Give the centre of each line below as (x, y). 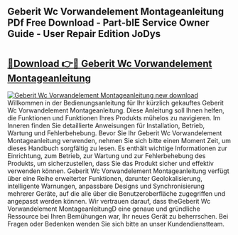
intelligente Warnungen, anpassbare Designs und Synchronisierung (106, 186)
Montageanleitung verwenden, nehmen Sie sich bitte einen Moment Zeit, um (119, 141)
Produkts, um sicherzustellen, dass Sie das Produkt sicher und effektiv (111, 163)
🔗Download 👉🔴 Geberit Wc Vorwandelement (110, 63)
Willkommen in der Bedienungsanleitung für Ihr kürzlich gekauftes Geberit (115, 103)
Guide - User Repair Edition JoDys (84, 34)
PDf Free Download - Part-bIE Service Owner (108, 23)
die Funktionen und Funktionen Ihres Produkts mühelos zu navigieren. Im (114, 118)
